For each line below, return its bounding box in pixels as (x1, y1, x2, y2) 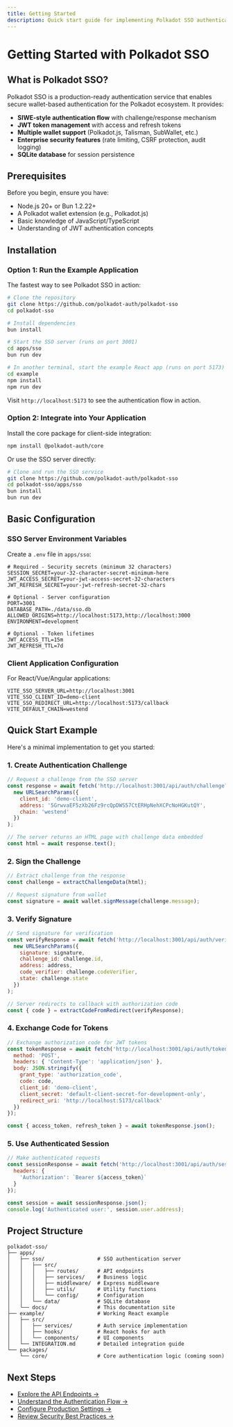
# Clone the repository (7, 294, 76, 301)
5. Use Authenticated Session (7, 1139, 110, 1149)
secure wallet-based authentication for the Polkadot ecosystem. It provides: (7, 100, 224, 108)
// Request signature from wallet (7, 891, 107, 898)
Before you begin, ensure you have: (7, 189, 109, 197)
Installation (7, 244, 57, 256)
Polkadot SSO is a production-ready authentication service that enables (7, 92, 212, 101)
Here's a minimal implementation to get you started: (7, 743, 155, 751)
